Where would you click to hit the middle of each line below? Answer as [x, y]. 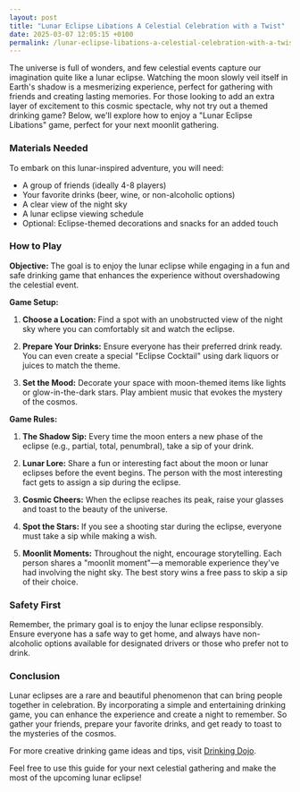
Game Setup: [34, 302]
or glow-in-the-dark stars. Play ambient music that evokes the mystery [152, 392]
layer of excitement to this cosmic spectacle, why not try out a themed [139, 106]
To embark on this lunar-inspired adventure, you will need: [117, 167]
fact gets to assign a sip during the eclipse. [101, 482]
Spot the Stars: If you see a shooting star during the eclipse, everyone [152, 526]
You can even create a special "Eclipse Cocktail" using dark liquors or [150, 355]
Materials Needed [49, 149]
